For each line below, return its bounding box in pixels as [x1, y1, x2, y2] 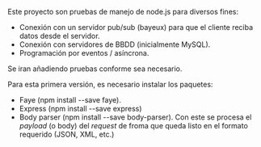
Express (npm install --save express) [19, 104, 142, 113]
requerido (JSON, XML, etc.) [19, 129, 115, 139]
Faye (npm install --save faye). [19, 95, 122, 104]
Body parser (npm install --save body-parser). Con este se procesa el [19, 112, 252, 122]
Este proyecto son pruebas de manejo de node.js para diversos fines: [7, 7, 239, 16]
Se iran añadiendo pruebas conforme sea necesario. [7, 64, 183, 73]
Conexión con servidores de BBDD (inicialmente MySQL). [19, 40, 211, 49]
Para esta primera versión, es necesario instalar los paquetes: [7, 80, 213, 89]
